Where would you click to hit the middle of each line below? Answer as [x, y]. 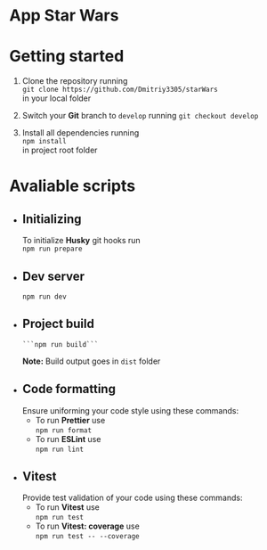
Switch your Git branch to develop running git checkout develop [140, 116]
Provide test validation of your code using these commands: [132, 498]
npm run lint [60, 449]
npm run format [63, 430]
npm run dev [44, 296]
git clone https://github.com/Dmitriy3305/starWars [120, 90]
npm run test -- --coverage [87, 537]
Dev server [53, 276]
